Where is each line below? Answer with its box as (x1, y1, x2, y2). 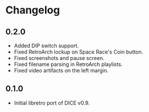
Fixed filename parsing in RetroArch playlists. (13, 61, 123, 68)
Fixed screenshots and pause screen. (13, 55, 105, 61)
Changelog (5, 3, 60, 17)
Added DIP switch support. (13, 42, 79, 49)
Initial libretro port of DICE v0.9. (13, 99, 90, 106)
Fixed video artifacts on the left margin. (13, 67, 109, 73)
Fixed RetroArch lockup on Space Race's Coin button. (13, 48, 144, 55)
